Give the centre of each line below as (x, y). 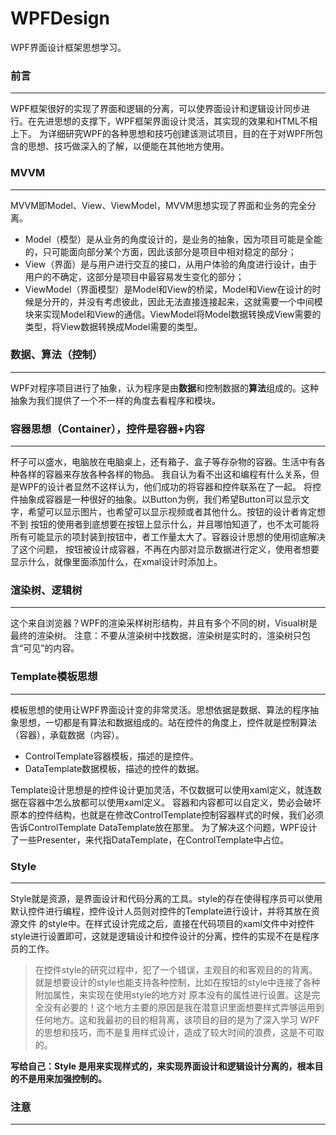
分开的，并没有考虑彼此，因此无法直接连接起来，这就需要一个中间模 (182, 301)
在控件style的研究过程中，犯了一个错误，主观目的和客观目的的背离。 (176, 970)
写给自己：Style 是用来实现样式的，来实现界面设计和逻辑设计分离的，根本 (162, 1066)
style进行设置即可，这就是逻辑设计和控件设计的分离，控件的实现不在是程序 (165, 936)
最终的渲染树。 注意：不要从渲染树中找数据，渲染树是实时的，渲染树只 (156, 636)
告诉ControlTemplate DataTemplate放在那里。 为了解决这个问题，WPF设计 (164, 827)
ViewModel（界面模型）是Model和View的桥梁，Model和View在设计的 (168, 289)
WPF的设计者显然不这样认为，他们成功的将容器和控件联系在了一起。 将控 (170, 487)
